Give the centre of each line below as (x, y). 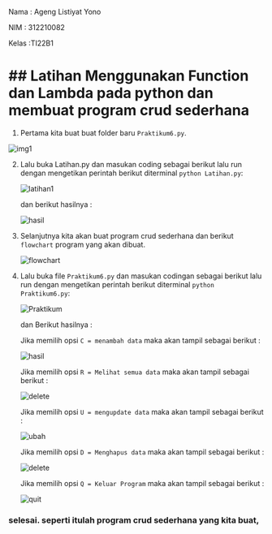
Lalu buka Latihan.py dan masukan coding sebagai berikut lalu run (131, 164)
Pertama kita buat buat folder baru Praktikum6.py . (103, 132)
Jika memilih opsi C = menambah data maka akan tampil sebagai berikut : (140, 340)
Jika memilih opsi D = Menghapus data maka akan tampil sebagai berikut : (142, 452)
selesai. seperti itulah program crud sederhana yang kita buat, (134, 520)
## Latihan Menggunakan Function (129, 76)
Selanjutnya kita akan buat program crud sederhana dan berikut (127, 235)
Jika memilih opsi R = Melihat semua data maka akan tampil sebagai (135, 372)
